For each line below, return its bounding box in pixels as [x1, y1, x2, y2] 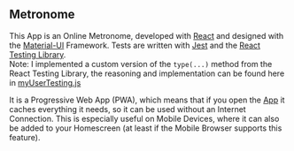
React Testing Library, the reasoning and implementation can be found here [9, 68, 285, 79]
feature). [9, 132, 41, 142]
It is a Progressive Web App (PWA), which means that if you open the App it [9, 94, 285, 105]
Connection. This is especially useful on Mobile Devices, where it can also [9, 113, 280, 124]
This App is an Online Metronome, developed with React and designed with [9, 30, 284, 41]
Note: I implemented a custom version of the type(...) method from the [9, 58, 273, 69]
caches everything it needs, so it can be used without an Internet [9, 103, 246, 114]
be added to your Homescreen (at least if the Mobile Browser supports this [9, 123, 282, 133]
